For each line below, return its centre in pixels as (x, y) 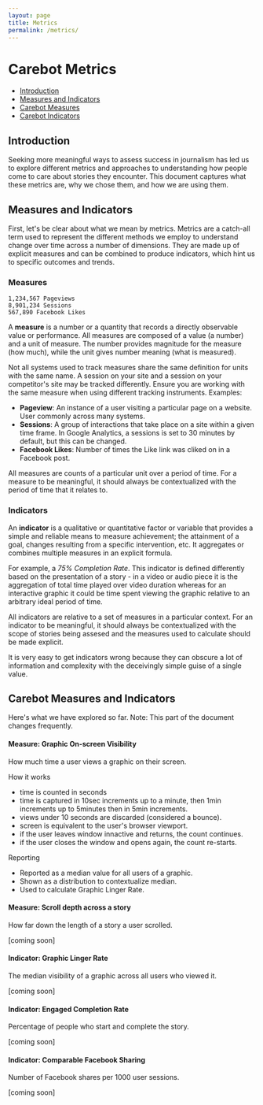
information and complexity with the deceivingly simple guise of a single (125, 666)
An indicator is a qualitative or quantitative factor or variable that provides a (131, 528)
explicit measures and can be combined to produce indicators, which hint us (131, 254)
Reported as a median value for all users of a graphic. (106, 873)
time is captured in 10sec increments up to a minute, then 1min (120, 800)
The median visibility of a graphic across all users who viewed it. (113, 975)
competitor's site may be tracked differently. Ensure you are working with (127, 384)
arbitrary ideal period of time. (56, 601)
